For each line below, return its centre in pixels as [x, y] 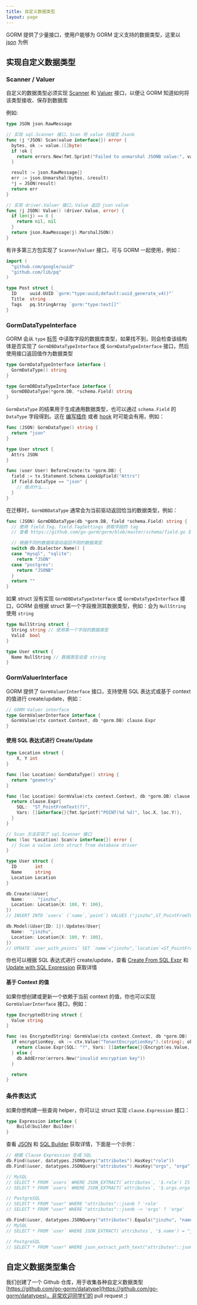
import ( [17, 261]
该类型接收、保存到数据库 [37, 100]
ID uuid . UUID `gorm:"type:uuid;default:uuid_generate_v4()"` [93, 294]
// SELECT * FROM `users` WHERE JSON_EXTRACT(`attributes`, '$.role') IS [98, 1182]
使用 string [20, 614]
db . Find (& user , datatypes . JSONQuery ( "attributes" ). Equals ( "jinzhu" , [91, 1220]
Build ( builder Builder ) [46, 1127]
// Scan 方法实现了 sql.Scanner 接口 [49, 834]
